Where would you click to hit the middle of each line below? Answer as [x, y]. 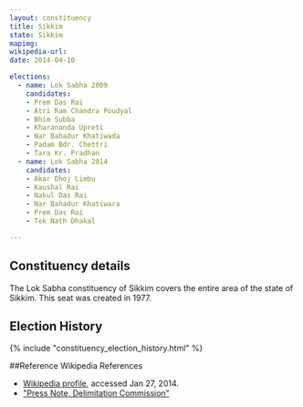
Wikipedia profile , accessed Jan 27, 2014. [101, 383]
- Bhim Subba [51, 120]
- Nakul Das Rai [57, 196]
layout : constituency [51, 18]
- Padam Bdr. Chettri [67, 145]
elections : [30, 77]
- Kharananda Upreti [65, 128]
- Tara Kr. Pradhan [63, 153]
